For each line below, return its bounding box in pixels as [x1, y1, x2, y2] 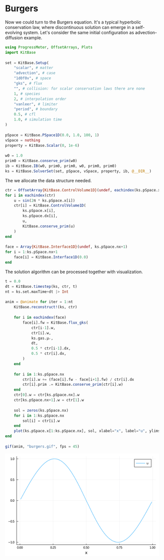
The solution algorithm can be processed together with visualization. [5, 269, 143, 275]
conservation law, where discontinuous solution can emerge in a [5, 24, 135, 30]
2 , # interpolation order [14, 96, 67, 101]
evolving [5, 29, 22, 35]
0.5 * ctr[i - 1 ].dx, [31, 346, 71, 351]
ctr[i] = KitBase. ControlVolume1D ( [14, 203, 86, 208]
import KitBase [5, 50, 36, 55]
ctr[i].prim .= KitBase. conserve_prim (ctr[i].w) [22, 382, 123, 387]
